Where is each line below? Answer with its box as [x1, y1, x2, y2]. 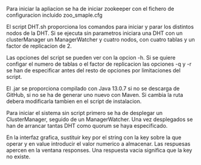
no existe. [6, 153, 31, 160]
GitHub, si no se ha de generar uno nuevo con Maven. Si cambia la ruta [6, 92, 183, 98]
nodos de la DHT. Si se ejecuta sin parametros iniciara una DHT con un [6, 30, 183, 37]
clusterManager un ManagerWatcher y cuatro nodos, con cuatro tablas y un [6, 36, 195, 43]
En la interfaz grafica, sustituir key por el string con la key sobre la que [6, 134, 182, 141]
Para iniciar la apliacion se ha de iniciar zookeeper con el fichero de [6, 5, 174, 12]
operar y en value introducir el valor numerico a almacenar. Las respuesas [6, 140, 191, 147]
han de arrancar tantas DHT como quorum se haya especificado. [6, 122, 168, 129]
